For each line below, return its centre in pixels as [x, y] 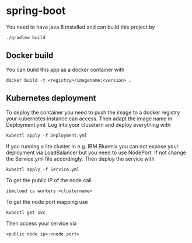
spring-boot [36, 11]
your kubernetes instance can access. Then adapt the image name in [89, 119]
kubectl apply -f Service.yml [43, 169]
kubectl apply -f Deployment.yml [47, 136]
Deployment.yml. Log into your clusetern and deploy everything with [88, 124]
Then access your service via [41, 223]
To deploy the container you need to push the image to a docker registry [93, 112]
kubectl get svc [26, 212]
